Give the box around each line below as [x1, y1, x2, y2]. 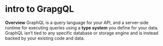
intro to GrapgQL [5, 3, 74, 15]
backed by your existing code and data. [5, 35, 85, 41]
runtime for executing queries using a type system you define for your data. [5, 24, 159, 30]
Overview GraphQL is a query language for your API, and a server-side [5, 20, 149, 25]
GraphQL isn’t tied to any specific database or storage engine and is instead [5, 30, 159, 36]
